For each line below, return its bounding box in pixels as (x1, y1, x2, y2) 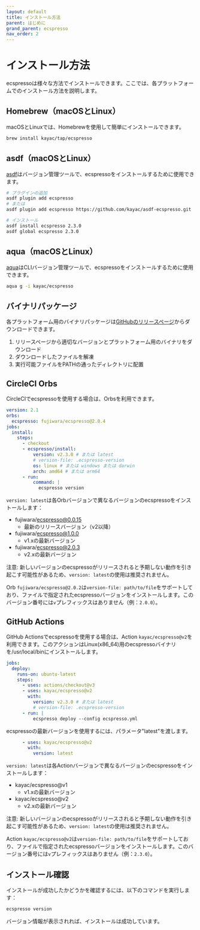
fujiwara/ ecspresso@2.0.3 (14, 544, 80, 551)
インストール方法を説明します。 (22, 87, 101, 95)
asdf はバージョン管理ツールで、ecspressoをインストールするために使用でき (6, 170, 195, 177)
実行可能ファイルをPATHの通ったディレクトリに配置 (14, 361, 144, 368)
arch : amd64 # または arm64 (32, 468, 101, 474)
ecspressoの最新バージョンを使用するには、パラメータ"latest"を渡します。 (6, 727, 192, 734)
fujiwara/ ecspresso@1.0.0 (14, 530, 79, 537)
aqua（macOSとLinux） (6, 247, 98, 257)
